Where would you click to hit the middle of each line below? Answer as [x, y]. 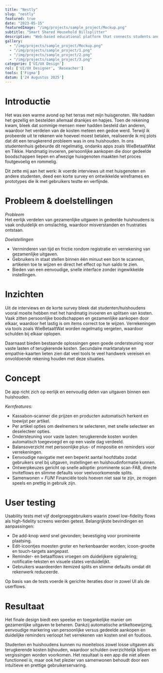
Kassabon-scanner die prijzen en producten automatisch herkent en [80, 416]
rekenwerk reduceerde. [35, 572]
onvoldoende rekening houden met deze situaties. [55, 359]
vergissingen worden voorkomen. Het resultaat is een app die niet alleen [77, 655]
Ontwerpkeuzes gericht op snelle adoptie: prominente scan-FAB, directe [84, 467]
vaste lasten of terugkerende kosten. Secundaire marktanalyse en [71, 348]
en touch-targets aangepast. [41, 551]
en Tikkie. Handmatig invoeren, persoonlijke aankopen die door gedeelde [78, 151]
